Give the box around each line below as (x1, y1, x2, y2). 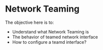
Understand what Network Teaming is (12, 29, 89, 34)
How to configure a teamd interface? (12, 39, 87, 45)
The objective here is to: (5, 19, 54, 25)
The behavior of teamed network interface (12, 34, 98, 40)
